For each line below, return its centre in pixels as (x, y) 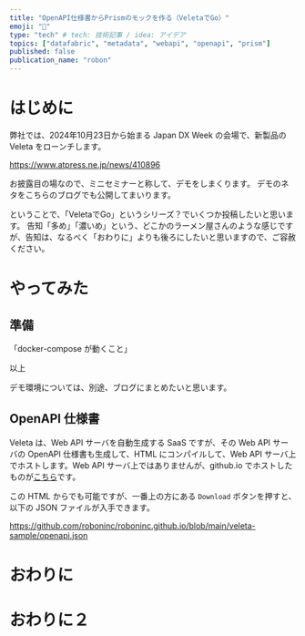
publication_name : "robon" (61, 60)
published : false (42, 52)
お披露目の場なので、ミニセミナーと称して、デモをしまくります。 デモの (145, 183)
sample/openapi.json (49, 535)
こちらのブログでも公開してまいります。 (100, 195)
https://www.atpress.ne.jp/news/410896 (85, 164)
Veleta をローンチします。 (58, 146)
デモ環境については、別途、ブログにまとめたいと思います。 (121, 387)
